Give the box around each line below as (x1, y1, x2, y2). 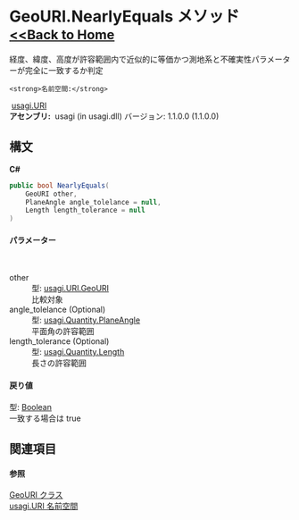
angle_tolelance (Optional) (9, 304, 106, 315)
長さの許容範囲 (31, 357, 87, 369)
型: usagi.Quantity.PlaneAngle (31, 315, 141, 325)
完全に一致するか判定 (24, 64, 104, 75)
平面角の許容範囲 (31, 326, 95, 337)
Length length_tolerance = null (25, 205, 145, 215)
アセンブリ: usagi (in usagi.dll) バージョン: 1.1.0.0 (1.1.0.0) (9, 111, 220, 122)
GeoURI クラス (9, 490, 63, 500)
